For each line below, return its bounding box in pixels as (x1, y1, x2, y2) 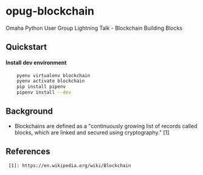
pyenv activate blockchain (16, 78, 85, 84)
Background (5, 106, 53, 117)
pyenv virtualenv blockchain (16, 72, 91, 78)
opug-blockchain (5, 4, 95, 18)
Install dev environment (5, 59, 67, 66)
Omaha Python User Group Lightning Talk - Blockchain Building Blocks (5, 24, 183, 32)
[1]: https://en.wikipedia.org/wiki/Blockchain (8, 162, 131, 168)
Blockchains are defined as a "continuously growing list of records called (14, 122, 198, 129)
